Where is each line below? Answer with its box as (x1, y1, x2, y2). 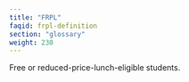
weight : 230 (9, 37, 53, 47)
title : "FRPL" (9, 12, 62, 22)
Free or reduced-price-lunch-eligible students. (9, 62, 181, 73)
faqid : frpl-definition (9, 21, 98, 30)
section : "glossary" (9, 29, 86, 38)
